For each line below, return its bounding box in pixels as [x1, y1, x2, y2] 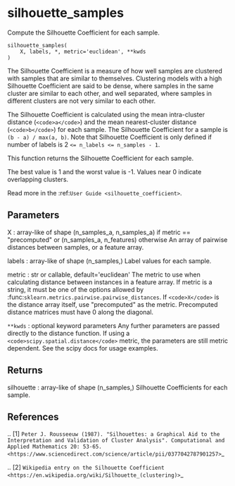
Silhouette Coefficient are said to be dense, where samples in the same [7, 81, 214, 90]
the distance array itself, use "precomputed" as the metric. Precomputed [7, 300, 218, 308]
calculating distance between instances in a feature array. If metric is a [7, 277, 212, 286]
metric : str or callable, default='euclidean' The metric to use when [7, 270, 201, 279]
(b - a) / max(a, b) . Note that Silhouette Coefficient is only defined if [7, 133, 212, 141]
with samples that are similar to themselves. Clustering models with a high [7, 74, 222, 83]
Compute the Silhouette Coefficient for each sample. [7, 28, 160, 37]
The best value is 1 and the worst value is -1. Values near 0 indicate [7, 167, 202, 176]
